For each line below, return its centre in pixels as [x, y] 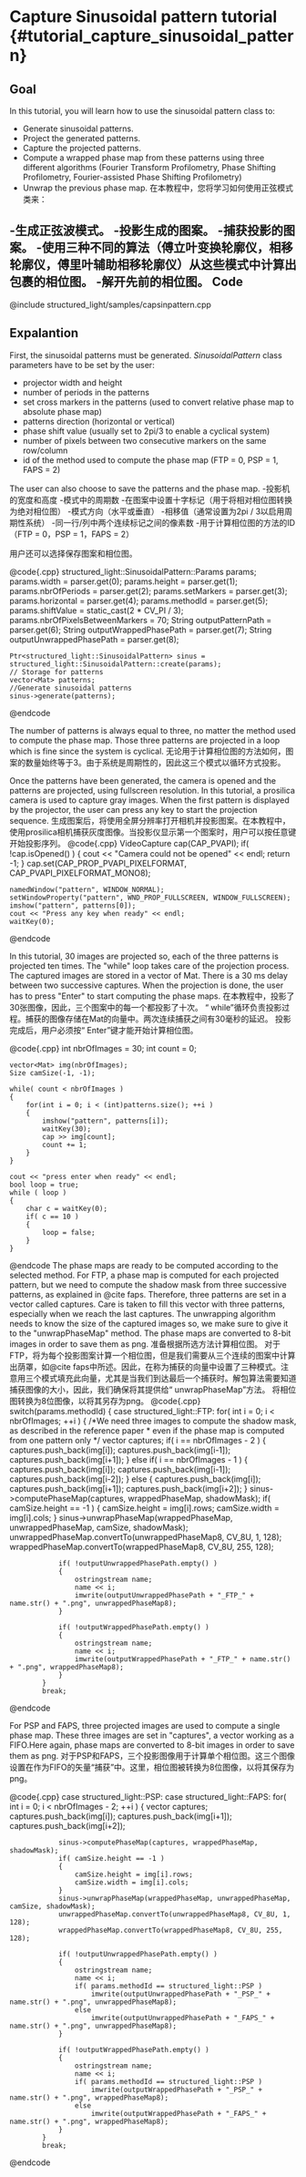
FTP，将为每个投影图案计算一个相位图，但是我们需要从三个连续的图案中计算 [153, 1355]
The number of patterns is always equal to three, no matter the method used [153, 730]
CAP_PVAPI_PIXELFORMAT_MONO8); [80, 873]
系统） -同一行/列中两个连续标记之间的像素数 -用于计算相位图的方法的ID [160, 522]
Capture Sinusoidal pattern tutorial [143, 17]
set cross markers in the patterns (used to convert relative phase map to [158, 402]
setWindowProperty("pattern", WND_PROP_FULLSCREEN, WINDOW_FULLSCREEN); [150, 898]
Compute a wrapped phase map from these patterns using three [143, 158]
